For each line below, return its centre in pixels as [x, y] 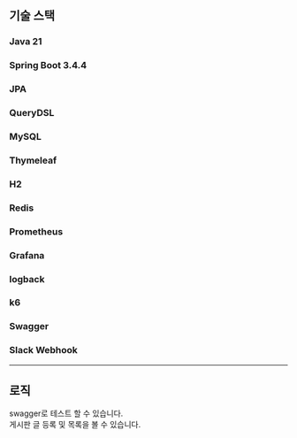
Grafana [27, 255]
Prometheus [36, 231]
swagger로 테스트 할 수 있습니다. [66, 413]
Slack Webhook [43, 350]
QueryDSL [32, 113]
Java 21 [26, 42]
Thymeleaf [33, 160]
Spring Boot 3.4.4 [48, 65]
